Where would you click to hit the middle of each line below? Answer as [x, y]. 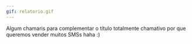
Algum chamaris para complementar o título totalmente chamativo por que [96, 28]
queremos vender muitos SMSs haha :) [53, 34]
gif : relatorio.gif [30, 11]
